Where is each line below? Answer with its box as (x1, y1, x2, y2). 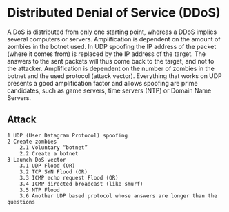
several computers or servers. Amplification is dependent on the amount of (7, 35, 221, 43)
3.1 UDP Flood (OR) (19, 162, 76, 169)
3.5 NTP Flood (19, 186, 60, 193)
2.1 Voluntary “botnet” (19, 144, 88, 151)
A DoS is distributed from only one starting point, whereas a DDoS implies (7, 28, 217, 36)
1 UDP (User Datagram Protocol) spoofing (7, 132, 128, 139)
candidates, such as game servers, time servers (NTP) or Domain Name (7, 86, 212, 95)
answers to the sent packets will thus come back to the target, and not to (7, 57, 215, 65)
